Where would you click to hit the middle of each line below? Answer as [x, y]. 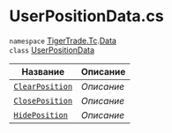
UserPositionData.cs [87, 16]
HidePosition [41, 115]
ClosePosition [43, 100]
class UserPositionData [52, 49]
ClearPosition [43, 86]
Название [43, 71]
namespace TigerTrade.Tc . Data [63, 41]
